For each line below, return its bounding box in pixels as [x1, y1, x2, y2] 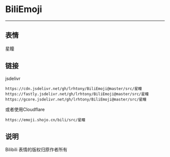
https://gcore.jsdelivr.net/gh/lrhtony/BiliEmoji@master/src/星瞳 [5, 97, 147, 102]
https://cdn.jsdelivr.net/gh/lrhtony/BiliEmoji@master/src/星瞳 [5, 86, 142, 91]
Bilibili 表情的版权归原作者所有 [5, 146, 68, 152]
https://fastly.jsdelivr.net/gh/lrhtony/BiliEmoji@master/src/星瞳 [5, 91, 149, 96]
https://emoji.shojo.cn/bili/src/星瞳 [5, 117, 86, 122]
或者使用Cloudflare [5, 106, 45, 112]
